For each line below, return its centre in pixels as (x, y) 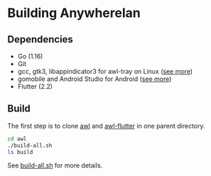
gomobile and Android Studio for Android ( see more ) (94, 79)
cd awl (17, 139)
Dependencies (40, 39)
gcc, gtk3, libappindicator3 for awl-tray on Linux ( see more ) (105, 71)
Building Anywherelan (74, 13)
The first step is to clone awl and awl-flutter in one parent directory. (106, 126)
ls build (20, 152)
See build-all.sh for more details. (55, 165)
